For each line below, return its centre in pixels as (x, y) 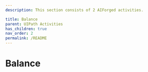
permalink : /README (26, 38)
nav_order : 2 (19, 34)
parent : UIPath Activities (34, 24)
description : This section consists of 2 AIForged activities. (75, 10)
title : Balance (22, 19)
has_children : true (26, 29)
